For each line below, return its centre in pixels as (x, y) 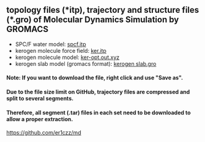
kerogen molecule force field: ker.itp (61, 50)
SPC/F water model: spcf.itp (51, 44)
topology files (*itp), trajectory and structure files (103, 10)
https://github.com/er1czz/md (44, 133)
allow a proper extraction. (40, 119)
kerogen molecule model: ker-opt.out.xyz (67, 57)
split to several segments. (40, 98)
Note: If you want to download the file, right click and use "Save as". (95, 78)
